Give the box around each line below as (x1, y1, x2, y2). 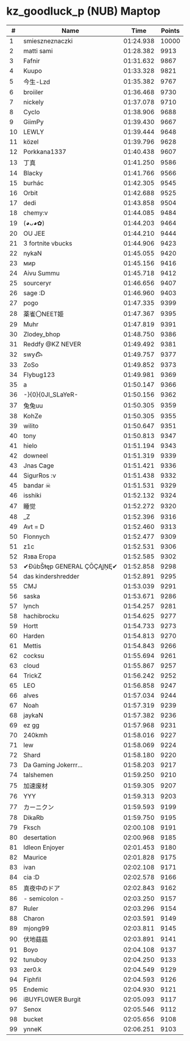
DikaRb (23, 813, 44, 822)
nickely (23, 98, 44, 106)
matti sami (23, 46, 53, 55)
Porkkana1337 (23, 147, 67, 156)
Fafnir (23, 56, 41, 65)
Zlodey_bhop (23, 330, 61, 338)
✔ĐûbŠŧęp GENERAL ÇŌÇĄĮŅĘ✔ (23, 562, 118, 571)
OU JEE (23, 229, 46, 238)
